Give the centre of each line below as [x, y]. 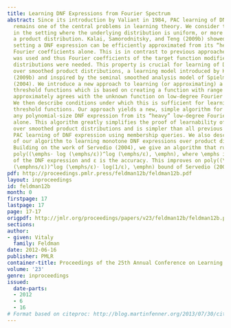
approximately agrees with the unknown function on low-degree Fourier [118, 97]
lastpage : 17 [26, 206]
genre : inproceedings [38, 276]
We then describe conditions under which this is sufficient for [109, 103]
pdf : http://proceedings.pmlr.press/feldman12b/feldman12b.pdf [100, 173]
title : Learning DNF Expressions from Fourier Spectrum [89, 13]
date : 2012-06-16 [32, 250]
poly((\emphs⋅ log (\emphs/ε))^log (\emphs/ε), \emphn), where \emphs [117, 154]
